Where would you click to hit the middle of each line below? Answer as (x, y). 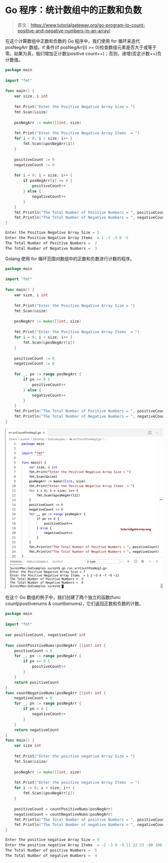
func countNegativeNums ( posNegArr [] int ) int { (56, 693)
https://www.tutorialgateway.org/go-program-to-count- (88, 25)
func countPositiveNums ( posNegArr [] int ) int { (56, 645)
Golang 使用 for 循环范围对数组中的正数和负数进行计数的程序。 (70, 259)
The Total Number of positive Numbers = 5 (51, 850)
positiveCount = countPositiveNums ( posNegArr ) (63, 809)
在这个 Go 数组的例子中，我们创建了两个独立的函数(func (63, 597)
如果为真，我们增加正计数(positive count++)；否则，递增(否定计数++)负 (88, 54)
